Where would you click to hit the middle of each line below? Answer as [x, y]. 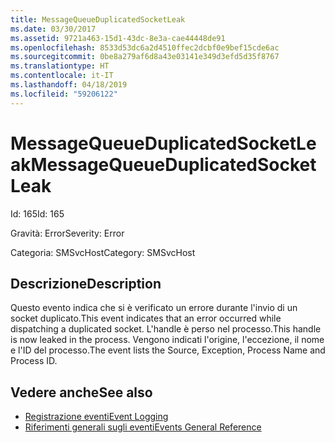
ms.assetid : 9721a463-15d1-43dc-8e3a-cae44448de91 [118, 38]
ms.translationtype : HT [60, 66]
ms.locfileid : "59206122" [64, 94]
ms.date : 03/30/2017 [53, 29]
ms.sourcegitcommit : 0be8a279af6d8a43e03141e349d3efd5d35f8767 [145, 57]
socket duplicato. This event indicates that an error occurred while [146, 318]
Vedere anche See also [81, 392]
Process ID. [34, 361]
